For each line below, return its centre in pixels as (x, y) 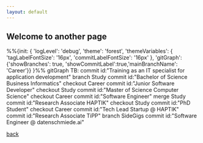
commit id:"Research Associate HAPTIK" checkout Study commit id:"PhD (98, 103)
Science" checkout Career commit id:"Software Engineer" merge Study (96, 96)
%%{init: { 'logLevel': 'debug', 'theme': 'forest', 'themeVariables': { (90, 51)
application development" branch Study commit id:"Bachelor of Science (97, 77)
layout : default (27, 12)
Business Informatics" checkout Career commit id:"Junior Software (90, 83)
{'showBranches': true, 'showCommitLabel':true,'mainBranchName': (92, 64)
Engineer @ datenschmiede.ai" (45, 122)
